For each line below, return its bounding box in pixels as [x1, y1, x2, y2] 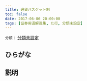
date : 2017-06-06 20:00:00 [5, 16, 60, 21]
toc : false [5, 12, 28, 17]
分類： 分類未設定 [5, 35, 39, 40]
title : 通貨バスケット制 [5, 7, 50, 12]
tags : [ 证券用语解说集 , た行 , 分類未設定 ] [5, 20, 83, 26]
